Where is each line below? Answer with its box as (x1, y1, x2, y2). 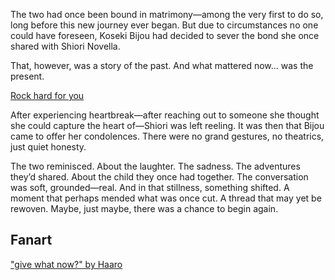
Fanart (10, 232, 53, 249)
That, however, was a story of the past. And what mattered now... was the (10, 60, 314, 71)
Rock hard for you (10, 90, 85, 101)
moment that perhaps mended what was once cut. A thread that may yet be (10, 192, 322, 204)
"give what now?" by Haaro (10, 258, 123, 270)
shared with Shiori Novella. (10, 40, 121, 52)
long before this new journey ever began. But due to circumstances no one (10, 19, 319, 31)
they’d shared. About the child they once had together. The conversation (10, 171, 309, 183)
